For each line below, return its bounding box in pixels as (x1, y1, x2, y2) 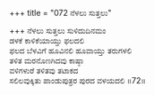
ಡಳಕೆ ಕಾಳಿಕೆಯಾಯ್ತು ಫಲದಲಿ (9, 36, 85, 45)
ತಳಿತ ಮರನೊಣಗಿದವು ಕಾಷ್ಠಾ (9, 55, 84, 66)
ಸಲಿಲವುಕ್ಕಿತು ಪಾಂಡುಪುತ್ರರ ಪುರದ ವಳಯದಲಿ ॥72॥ (9, 75, 146, 85)
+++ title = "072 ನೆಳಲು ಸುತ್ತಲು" (9, 8, 112, 18)
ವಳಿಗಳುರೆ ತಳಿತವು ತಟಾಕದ (9, 66, 79, 75)
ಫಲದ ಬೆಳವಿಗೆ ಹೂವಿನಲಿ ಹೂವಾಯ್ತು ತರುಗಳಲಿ (9, 45, 133, 56)
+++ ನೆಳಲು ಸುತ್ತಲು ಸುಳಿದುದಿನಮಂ (9, 26, 107, 36)
